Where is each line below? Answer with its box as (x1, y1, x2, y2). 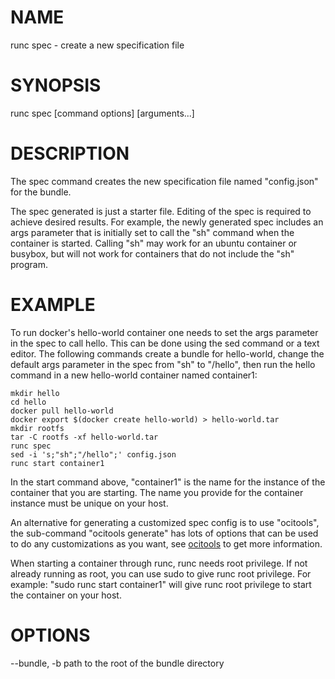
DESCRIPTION (10, 142, 130, 165)
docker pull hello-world (10, 406, 114, 416)
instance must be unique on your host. (10, 497, 169, 509)
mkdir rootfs (10, 423, 65, 433)
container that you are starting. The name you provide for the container (10, 486, 304, 498)
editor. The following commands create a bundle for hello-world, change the (10, 347, 325, 360)
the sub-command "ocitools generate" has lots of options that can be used (10, 527, 319, 539)
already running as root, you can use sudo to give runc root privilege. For (10, 567, 312, 580)
